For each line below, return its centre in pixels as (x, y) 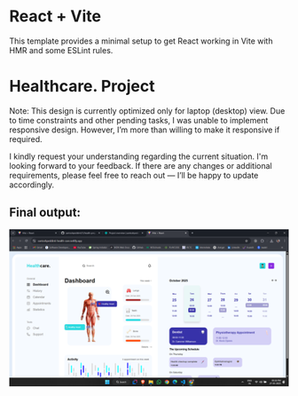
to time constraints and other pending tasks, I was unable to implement (139, 120)
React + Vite (55, 16)
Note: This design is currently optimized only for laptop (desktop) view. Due (147, 111)
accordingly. (32, 185)
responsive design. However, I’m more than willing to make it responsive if (145, 130)
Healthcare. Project (82, 87)
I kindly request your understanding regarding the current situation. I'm (139, 156)
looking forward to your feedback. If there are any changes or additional (141, 165)
